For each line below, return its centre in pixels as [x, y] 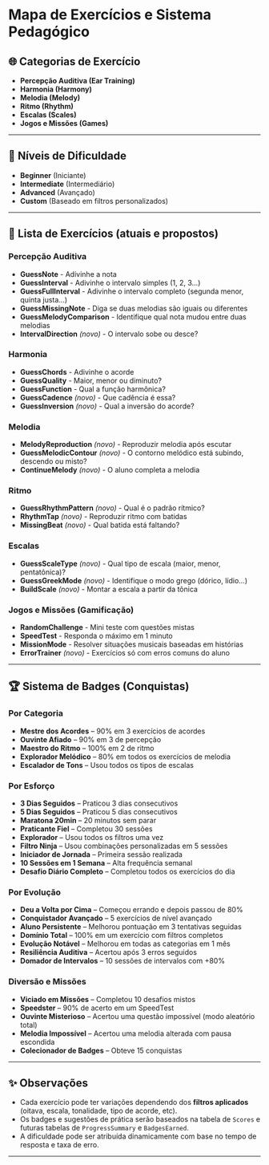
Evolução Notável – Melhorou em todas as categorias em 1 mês [125, 944]
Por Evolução [35, 892]
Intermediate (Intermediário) [67, 184]
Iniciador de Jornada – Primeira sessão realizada [101, 854]
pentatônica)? [43, 572]
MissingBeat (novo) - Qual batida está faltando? [100, 525]
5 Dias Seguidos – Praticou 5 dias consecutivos [98, 811]
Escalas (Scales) [48, 115]
